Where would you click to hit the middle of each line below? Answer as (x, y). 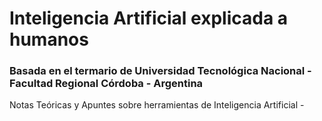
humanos (49, 39)
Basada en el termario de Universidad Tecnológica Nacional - (160, 71)
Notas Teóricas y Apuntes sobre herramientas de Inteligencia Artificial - (157, 105)
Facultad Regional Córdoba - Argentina (106, 84)
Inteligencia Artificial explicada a (149, 18)
